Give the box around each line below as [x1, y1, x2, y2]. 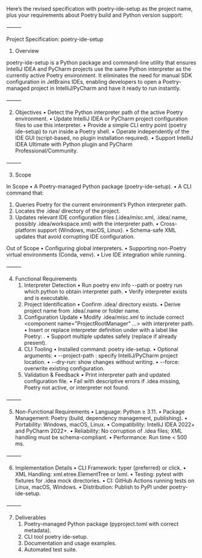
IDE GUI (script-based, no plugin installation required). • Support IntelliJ [14, 134, 194, 141]
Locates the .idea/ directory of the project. [14, 207, 121, 215]
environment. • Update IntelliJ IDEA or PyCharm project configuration [14, 115, 188, 122]
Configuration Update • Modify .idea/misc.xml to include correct [24, 313, 185, 321]
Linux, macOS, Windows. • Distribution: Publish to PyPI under [14, 483, 168, 491]
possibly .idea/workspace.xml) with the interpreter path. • [14, 220, 159, 227]
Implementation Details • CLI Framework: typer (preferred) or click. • [14, 464, 186, 471]
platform [14, 227, 36, 234]
